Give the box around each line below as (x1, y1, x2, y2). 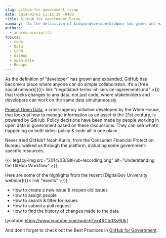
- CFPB (9, 48, 23, 53)
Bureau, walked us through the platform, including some (5, 143, 120, 148)
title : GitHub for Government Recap (5, 16, 81, 21)
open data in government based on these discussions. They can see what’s (5, 122, 159, 129)
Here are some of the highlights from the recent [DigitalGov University (5, 172, 148, 178)
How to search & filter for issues (12, 197, 78, 203)
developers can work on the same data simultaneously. (5, 97, 118, 103)
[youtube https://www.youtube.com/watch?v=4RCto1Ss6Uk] (5, 218, 128, 224)
